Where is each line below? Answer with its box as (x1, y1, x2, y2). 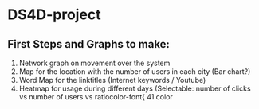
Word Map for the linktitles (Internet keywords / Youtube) (18, 76, 206, 84)
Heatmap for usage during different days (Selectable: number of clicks (18, 84, 252, 93)
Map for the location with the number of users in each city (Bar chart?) (18, 67, 251, 76)
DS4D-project (7, 6, 101, 24)
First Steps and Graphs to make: (7, 37, 171, 51)
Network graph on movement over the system (18, 58, 171, 68)
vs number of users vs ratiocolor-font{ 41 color (18, 92, 173, 101)
